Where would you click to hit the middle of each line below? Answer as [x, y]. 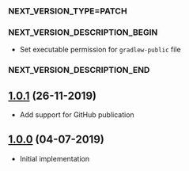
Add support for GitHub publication [77, 114]
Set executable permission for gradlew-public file [100, 50]
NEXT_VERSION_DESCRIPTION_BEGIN [83, 32]
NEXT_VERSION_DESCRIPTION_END [79, 70]
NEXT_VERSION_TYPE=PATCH [68, 11]
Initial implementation [55, 158]
